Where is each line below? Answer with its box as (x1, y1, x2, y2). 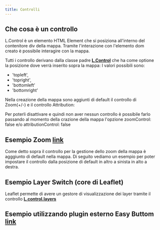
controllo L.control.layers (5, 196, 57, 202)
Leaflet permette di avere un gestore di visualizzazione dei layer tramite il (5, 191, 151, 197)
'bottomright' (12, 88, 39, 93)
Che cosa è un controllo (5, 25, 78, 33)
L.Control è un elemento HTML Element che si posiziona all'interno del (5, 38, 145, 44)
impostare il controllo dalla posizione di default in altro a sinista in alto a (5, 159, 147, 165)
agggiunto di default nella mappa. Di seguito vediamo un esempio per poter (5, 153, 156, 160)
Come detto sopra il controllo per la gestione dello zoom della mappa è (5, 149, 146, 154)
